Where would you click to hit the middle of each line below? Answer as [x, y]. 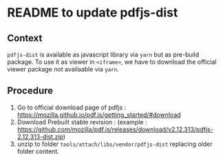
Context [25, 38]
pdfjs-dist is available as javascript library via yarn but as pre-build [103, 54]
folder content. [38, 151]
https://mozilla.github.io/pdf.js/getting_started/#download [99, 114]
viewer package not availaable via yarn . [63, 69]
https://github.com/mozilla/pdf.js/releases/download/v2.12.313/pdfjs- [115, 129]
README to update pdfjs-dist [93, 13]
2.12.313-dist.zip [40, 136]
